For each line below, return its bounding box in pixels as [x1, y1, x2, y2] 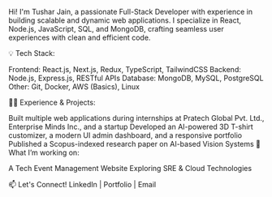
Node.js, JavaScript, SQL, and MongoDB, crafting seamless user [8, 24, 225, 33]
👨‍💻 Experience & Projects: [8, 97, 96, 107]
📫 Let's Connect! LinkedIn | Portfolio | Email [8, 180, 157, 189]
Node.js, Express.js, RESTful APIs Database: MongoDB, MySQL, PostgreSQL [8, 73, 264, 83]
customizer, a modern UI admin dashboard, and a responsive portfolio [8, 131, 242, 140]
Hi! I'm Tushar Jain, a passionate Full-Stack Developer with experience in [8, 7, 253, 16]
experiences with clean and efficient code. [8, 32, 151, 42]
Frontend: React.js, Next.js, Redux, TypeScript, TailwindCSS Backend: [8, 65, 241, 74]
